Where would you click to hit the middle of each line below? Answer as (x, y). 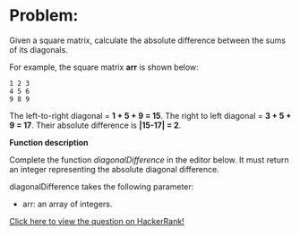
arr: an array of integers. (67, 204)
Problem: (44, 16)
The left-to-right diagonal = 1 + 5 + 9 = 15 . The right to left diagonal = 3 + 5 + (150, 115)
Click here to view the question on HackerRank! (97, 221)
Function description (49, 142)
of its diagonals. (39, 49)
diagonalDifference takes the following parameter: (102, 186)
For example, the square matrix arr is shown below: (104, 67)
